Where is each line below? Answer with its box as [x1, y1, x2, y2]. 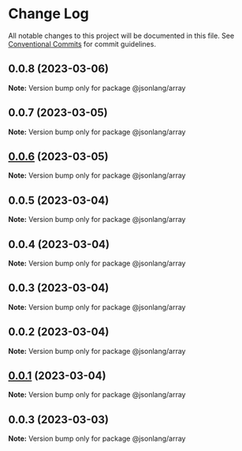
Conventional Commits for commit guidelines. [8, 39, 156, 48]
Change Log [8, 5, 89, 23]
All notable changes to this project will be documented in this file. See [8, 31, 235, 40]
